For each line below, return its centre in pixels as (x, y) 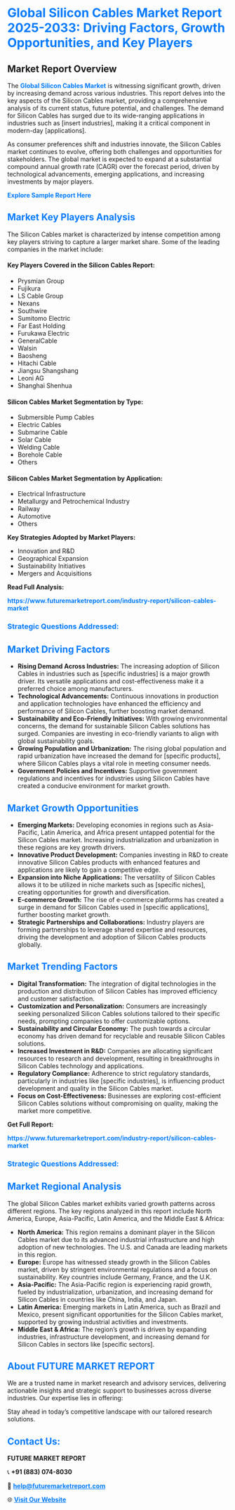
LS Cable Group (40, 296)
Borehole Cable (40, 455)
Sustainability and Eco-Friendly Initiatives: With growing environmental (122, 718)
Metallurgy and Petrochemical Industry (73, 502)
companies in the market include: (55, 249)
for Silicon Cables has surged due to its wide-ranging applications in (106, 115)
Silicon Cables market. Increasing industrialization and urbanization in (118, 839)
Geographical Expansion (53, 559)
